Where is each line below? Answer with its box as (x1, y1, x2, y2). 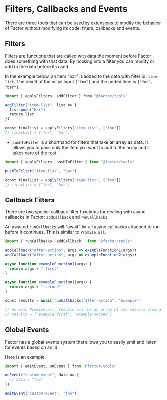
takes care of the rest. (12, 150, 58, 156)
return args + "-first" (9, 266, 59, 271)
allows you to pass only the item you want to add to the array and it (12, 144, 150, 150)
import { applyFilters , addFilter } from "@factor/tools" (5, 93, 128, 98)
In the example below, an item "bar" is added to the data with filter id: (5, 73, 147, 79)
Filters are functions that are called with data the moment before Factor (5, 53, 152, 59)
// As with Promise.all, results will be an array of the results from (5, 307, 157, 312)
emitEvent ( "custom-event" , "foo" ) (5, 391, 77, 396)
